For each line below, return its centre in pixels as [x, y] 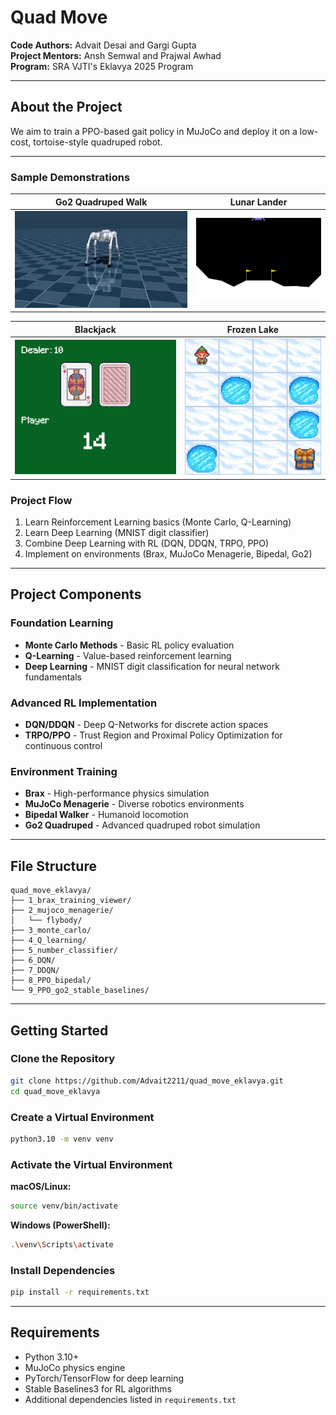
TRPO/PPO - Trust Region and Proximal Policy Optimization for [153, 735]
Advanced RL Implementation [84, 703]
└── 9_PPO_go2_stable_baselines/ [80, 991]
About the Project [66, 107]
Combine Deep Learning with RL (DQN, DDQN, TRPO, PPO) [147, 543]
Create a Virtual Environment [82, 1117]
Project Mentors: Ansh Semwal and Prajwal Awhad [116, 55]
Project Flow [41, 500]
